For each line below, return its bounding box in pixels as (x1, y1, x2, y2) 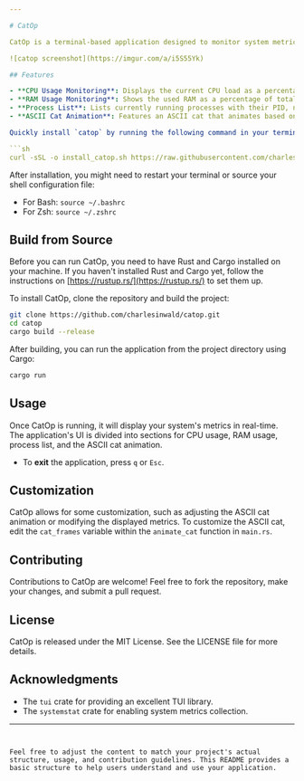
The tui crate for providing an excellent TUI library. (22, 696, 214, 707)
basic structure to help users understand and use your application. (9, 763, 278, 772)
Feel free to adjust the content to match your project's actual (9, 748, 261, 757)
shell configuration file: (9, 178, 95, 190)
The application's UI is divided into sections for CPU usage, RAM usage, (9, 429, 279, 440)
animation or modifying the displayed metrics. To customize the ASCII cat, (9, 517, 285, 528)
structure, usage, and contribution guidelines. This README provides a (9, 755, 290, 765)
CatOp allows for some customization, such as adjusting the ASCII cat (9, 507, 270, 518)
